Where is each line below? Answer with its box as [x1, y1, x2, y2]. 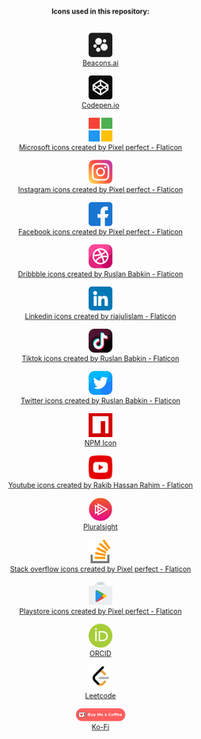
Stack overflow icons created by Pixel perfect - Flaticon [9, 564, 192, 574]
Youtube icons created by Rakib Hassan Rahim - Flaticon [8, 480, 193, 489]
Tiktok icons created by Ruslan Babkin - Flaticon [21, 354, 180, 363]
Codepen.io [81, 100, 120, 110]
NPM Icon [84, 438, 117, 447]
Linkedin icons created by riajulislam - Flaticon [25, 311, 176, 321]
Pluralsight [83, 522, 118, 532]
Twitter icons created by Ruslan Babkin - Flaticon [20, 396, 181, 405]
